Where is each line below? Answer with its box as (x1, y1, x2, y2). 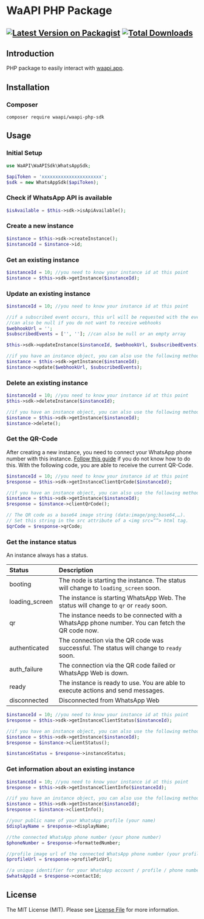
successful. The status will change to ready (58, 644, 182, 652)
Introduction (6, 48, 55, 58)
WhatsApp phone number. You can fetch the (58, 619, 186, 627)
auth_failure (9, 665, 43, 674)
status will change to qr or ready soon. (58, 601, 168, 610)
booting (9, 580, 32, 589)
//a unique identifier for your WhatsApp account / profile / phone (6, 867, 183, 873)
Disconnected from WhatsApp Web (58, 696, 160, 705)
